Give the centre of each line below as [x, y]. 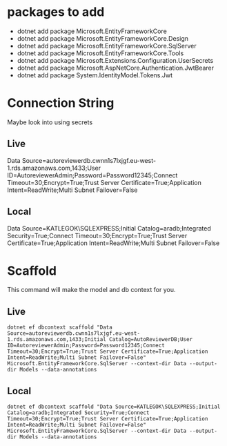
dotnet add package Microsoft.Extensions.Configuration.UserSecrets [115, 60]
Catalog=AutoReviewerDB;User [151, 340]
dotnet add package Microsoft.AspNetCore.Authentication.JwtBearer [116, 68]
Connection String [61, 103]
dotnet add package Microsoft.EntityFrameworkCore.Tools [100, 53]
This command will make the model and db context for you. [91, 290]
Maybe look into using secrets [50, 122]
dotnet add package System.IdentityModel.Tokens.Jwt [95, 75]
